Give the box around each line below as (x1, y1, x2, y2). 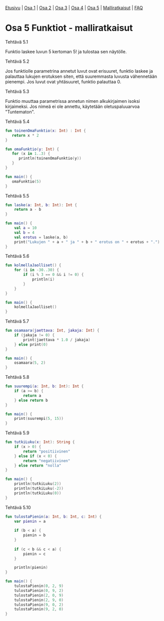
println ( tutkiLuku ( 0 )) (14, 491, 61, 496)
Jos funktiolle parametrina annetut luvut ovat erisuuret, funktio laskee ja (5, 68, 153, 74)
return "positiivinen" (23, 449, 70, 454)
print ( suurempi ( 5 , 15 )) (14, 416, 64, 421)
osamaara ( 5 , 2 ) (14, 360, 46, 366)
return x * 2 (11, 133, 39, 138)
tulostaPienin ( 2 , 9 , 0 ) (14, 597, 64, 602)
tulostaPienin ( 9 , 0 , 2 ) (14, 602, 64, 607)
